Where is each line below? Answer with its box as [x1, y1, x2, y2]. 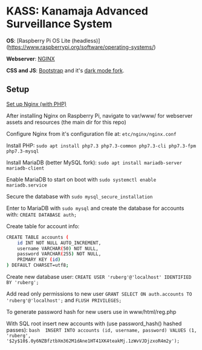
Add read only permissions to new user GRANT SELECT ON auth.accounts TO [6, 290, 192, 297]
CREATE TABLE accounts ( [6, 234, 69, 240]
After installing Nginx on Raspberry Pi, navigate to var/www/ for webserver [6, 112, 193, 119]
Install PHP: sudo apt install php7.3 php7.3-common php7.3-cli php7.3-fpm [6, 142, 197, 149]
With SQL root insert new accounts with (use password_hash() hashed [6, 320, 182, 327]
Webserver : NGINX [6, 55, 56, 62]
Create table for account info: [6, 222, 80, 230]
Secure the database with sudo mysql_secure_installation [6, 192, 153, 200]
